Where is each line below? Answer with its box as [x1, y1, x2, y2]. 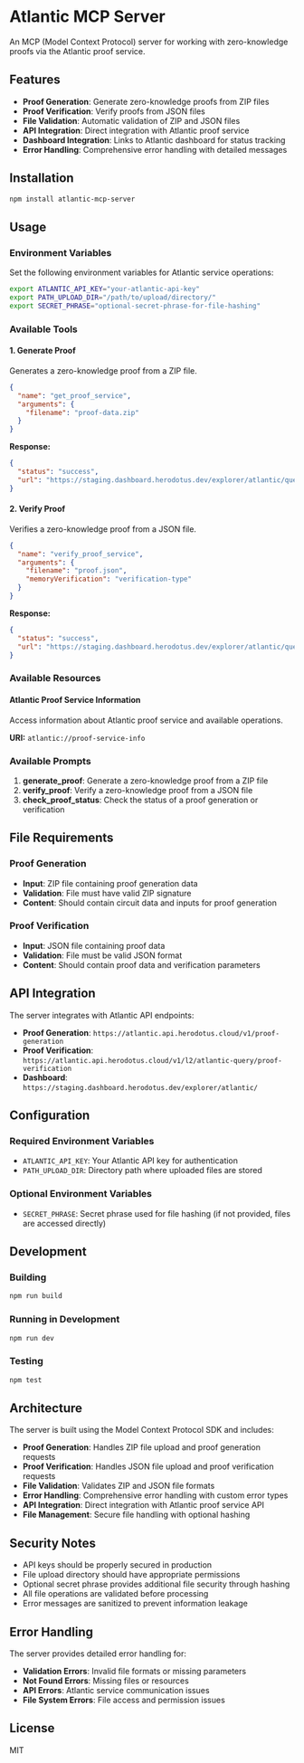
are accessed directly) [22, 1218, 107, 1228]
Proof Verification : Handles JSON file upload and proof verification [22, 1461, 274, 1472]
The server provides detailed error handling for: [9, 1648, 187, 1659]
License [9, 1720, 55, 1736]
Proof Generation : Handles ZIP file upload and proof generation [22, 1442, 261, 1453]
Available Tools [9, 323, 79, 336]
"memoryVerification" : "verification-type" [25, 574, 193, 584]
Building [9, 1271, 47, 1284]
